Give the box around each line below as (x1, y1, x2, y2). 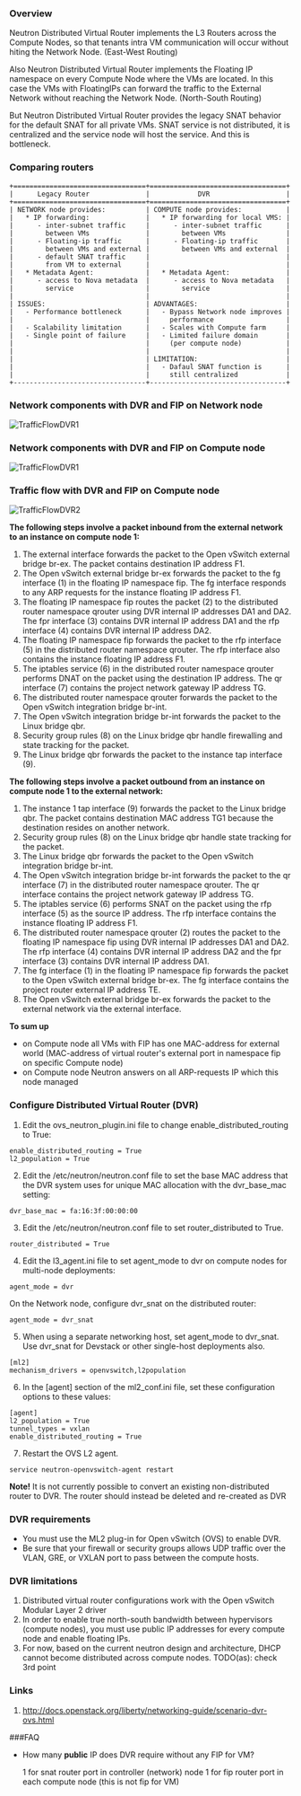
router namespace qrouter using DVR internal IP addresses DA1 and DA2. (21, 606, 292, 617)
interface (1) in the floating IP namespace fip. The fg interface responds (21, 577, 287, 588)
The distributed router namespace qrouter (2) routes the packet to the (21, 928, 280, 938)
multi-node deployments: (21, 1264, 116, 1275)
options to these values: (21, 1391, 111, 1402)
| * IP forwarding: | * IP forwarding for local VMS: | (9, 213, 291, 222)
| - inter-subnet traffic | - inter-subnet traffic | (9, 221, 291, 230)
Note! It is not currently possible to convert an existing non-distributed (9, 1481, 271, 1492)
